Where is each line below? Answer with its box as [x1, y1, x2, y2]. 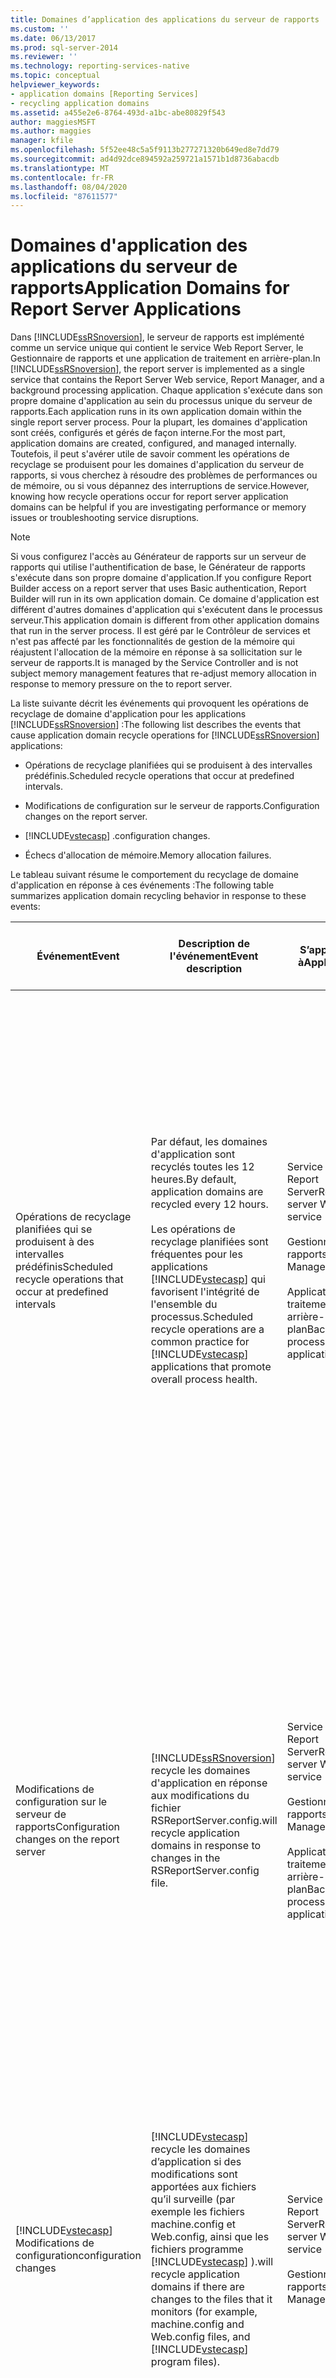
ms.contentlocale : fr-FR [10, 172, 114, 183]
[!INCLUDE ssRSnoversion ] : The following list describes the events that [10, 719, 302, 731]
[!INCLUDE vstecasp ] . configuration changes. [24, 830, 211, 842]
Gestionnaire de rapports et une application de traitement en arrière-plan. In [10, 352, 321, 365]
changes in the [150, 1851, 221, 1865]
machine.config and [150, 2317, 245, 2331]
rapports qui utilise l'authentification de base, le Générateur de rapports [10, 561, 306, 573]
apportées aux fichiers [150, 2180, 257, 2194]
